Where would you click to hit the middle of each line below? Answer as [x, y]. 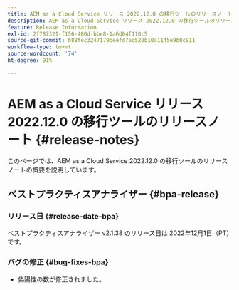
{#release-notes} [87, 139]
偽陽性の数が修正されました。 [61, 279]
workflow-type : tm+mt [39, 47]
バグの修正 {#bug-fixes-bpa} [58, 262]
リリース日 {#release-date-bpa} [63, 216]
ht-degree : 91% [30, 61]
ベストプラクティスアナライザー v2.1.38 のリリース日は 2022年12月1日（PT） [118, 233]
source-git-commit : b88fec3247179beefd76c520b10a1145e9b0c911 [101, 41]
